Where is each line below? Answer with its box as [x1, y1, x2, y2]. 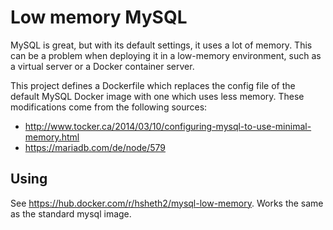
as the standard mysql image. [10, 207, 132, 220]
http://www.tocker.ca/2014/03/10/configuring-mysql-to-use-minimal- [24, 120, 312, 132]
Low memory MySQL [10, 6, 188, 29]
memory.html [24, 131, 80, 143]
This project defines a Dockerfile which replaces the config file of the [10, 79, 296, 91]
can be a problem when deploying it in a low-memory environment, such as [10, 49, 322, 61]
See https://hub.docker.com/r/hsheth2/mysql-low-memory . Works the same [10, 197, 324, 209]
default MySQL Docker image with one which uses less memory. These [10, 90, 305, 102]
